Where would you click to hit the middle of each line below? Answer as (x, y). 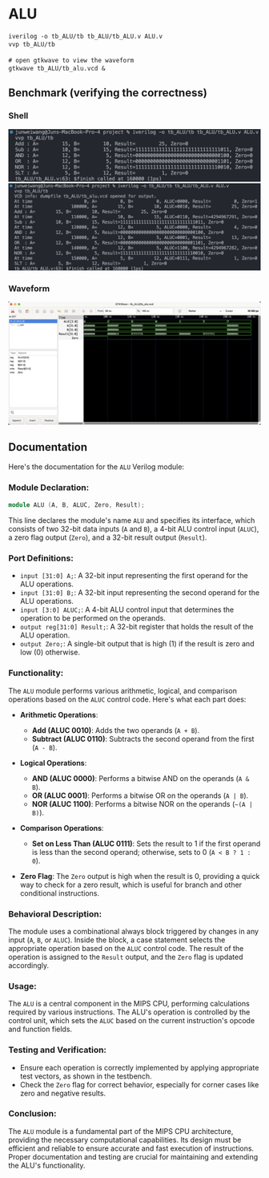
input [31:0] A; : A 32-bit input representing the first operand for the (134, 576)
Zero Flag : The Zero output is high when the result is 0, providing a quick (140, 876)
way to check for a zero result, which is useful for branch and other (131, 885)
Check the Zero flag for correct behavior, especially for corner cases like (139, 1084)
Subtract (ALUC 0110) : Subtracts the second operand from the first (143, 739)
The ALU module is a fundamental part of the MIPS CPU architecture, (121, 1131)
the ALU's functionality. (47, 1165)
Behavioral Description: (55, 913)
